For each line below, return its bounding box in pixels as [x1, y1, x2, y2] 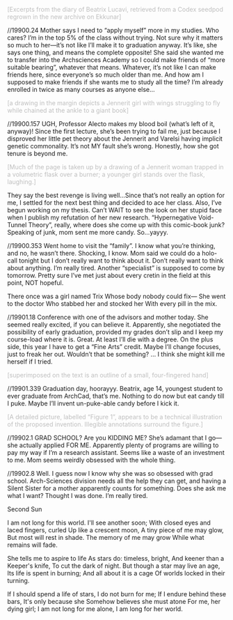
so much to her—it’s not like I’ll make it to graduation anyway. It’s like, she [7, 41, 218, 49]
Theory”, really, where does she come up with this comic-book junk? [28, 221, 225, 228]
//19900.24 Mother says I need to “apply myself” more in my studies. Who [7, 26, 219, 34]
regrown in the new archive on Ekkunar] [7, 13, 122, 21]
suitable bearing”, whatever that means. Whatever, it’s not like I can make [7, 63, 217, 71]
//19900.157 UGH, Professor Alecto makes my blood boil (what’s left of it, [7, 120, 216, 127]
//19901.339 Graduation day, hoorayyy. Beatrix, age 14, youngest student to [7, 385, 223, 392]
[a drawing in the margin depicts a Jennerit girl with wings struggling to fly [7, 99, 220, 107]
